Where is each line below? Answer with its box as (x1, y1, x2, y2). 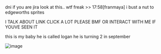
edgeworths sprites (5, 9, 45, 15)
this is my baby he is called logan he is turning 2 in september (5, 34, 130, 39)
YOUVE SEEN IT (5, 24, 38, 30)
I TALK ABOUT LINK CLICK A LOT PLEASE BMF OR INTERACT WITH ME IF (5, 19, 156, 25)
